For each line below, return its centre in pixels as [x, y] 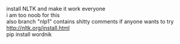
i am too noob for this [33, 15]
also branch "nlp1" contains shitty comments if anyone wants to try [90, 21]
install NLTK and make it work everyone [56, 9]
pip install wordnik [29, 34]
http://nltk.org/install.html [38, 28]
